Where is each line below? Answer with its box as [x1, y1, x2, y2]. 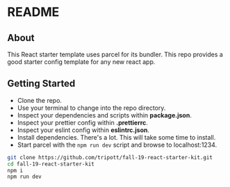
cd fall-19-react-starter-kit [7, 161, 95, 168]
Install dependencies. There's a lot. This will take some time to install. [17, 133, 216, 141]
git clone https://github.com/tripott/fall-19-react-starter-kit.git [7, 154, 213, 161]
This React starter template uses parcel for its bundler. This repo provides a [7, 50, 224, 58]
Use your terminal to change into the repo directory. [17, 104, 166, 112]
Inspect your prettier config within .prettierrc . [17, 118, 148, 127]
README [7, 4, 60, 20]
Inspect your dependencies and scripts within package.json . [17, 111, 192, 119]
